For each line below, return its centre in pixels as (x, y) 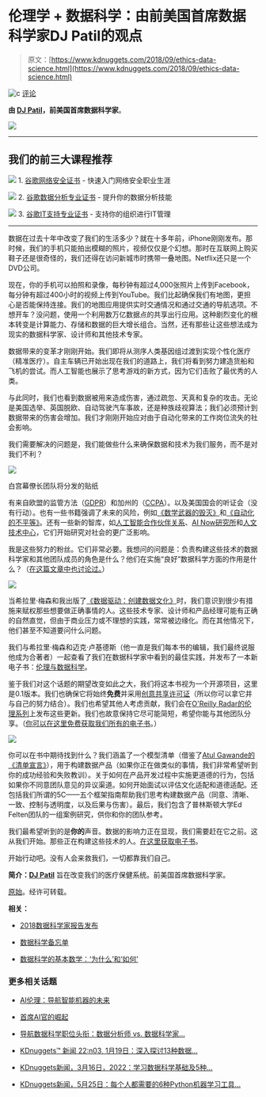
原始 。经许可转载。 (40, 891)
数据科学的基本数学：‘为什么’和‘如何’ (79, 958)
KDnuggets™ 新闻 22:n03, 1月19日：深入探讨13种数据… (108, 1051)
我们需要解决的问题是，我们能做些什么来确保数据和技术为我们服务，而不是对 (133, 444)
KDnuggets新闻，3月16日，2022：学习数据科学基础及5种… (116, 1068)
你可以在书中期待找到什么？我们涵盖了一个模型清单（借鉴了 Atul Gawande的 (132, 755)
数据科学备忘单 (44, 942)
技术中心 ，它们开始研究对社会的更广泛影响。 (81, 532)
